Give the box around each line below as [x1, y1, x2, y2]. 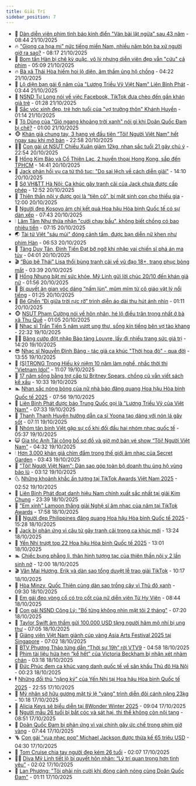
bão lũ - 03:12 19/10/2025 [14, 468, 76, 475]
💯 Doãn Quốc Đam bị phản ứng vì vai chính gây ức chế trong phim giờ [14, 721, 183, 728]
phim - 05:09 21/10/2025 [14, 61, 75, 68]
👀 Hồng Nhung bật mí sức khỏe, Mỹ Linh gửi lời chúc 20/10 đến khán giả [14, 273, 188, 280]
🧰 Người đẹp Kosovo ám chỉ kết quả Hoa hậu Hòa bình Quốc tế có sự [14, 205, 180, 212]
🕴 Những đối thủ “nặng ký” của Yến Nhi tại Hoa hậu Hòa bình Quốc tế [14, 675, 180, 682]
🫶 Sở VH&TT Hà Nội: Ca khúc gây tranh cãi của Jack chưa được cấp [14, 180, 178, 187]
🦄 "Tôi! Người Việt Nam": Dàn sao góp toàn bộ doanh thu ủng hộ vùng [14, 462, 183, 469]
